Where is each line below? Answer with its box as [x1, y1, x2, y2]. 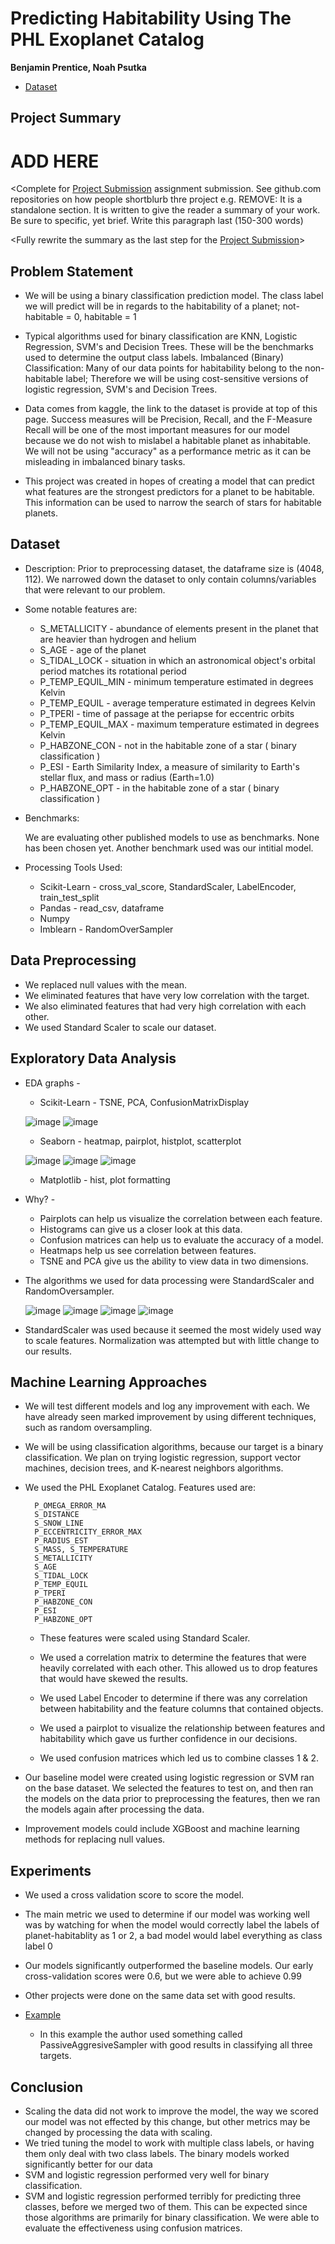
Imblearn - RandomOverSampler [39, 923, 174, 935]
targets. [39, 2050, 72, 2062]
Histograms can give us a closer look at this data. [39, 1223, 243, 1235]
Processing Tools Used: [24, 861, 123, 873]
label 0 [24, 1940, 53, 1952]
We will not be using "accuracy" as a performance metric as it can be [24, 445, 312, 457]
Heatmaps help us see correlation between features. [39, 1244, 257, 1256]
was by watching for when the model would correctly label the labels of [24, 1919, 320, 1931]
